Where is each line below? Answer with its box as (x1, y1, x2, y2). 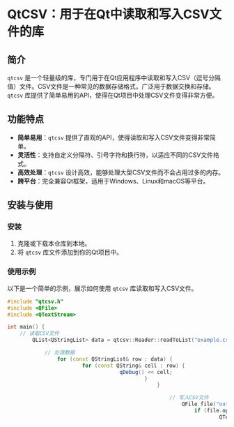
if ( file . (194, 407, 223, 414)
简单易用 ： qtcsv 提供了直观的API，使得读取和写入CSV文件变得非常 (17, 133, 210, 142)
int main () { (7, 324, 45, 331)
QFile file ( (181, 400, 217, 408)
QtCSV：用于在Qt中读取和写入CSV (7, 6, 210, 22)
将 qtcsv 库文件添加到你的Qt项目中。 (17, 248, 123, 256)
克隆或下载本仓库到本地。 (17, 239, 91, 248)
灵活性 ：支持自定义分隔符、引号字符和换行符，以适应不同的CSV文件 (17, 151, 214, 159)
